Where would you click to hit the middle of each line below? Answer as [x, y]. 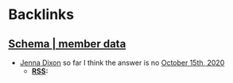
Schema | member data [67, 44]
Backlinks [41, 15]
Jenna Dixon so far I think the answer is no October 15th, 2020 [122, 62]
